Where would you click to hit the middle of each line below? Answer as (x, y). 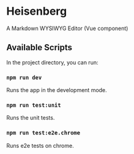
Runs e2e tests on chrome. (40, 145)
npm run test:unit (34, 105)
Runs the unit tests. (31, 118)
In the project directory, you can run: (52, 62)
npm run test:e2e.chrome (43, 133)
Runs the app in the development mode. (57, 90)
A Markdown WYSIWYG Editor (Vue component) (67, 28)
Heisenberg (37, 11)
